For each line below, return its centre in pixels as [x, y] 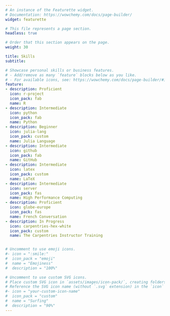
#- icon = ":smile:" [27, 254]
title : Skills [20, 56]
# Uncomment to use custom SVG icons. [46, 277]
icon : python [24, 113]
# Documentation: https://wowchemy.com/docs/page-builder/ [69, 15]
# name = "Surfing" [27, 301]
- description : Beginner [31, 127]
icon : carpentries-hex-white [40, 226]
